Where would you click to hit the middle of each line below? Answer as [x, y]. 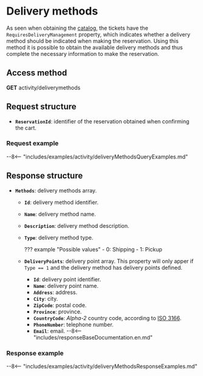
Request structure [42, 107]
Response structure [45, 176]
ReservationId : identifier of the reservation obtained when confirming [102, 121]
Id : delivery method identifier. [61, 202]
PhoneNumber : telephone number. [73, 324]
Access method [37, 73]
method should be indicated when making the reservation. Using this [93, 41]
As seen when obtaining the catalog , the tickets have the [77, 28]
